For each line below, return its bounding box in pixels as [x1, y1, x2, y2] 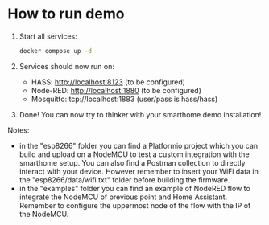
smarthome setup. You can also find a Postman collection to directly [19, 157, 246, 167]
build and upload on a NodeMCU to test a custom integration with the [19, 149, 250, 159]
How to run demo [7, 5, 125, 23]
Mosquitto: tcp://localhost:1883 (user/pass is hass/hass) [31, 94, 218, 104]
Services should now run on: [19, 61, 114, 71]
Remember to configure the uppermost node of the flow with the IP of [19, 200, 251, 210]
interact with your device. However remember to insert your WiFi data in [19, 166, 259, 176]
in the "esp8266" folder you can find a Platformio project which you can [19, 141, 259, 150]
